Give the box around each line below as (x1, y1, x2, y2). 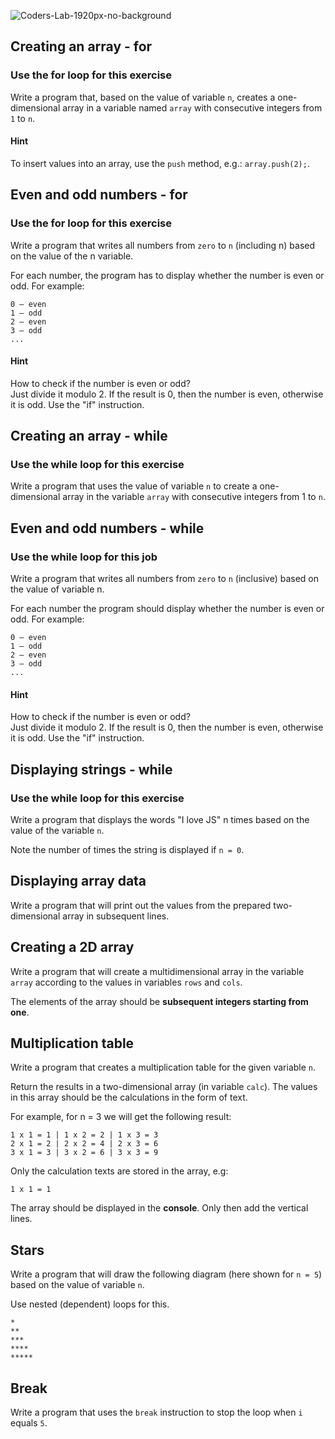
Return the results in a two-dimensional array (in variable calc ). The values (10, 1081, 318, 1093)
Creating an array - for (10, 38, 153, 55)
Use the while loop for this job (10, 550, 158, 564)
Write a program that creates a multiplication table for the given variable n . (10, 1061, 317, 1074)
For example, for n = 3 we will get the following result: (10, 1111, 232, 1123)
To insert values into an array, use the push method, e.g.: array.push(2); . (10, 157, 310, 169)
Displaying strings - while (10, 761, 173, 778)
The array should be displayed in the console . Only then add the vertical (10, 1202, 309, 1214)
